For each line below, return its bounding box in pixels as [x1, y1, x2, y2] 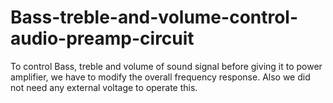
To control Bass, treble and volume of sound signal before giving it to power [10, 60, 323, 72]
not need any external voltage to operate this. [10, 81, 198, 93]
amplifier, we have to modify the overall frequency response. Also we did [10, 71, 311, 83]
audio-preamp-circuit [10, 27, 195, 50]
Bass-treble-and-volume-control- [10, 6, 299, 29]
